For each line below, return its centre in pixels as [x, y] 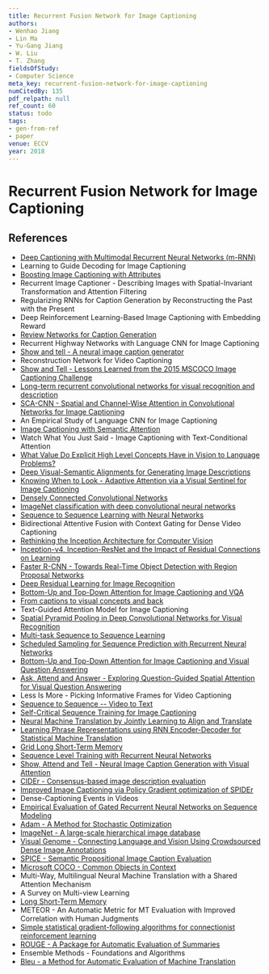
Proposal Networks [52, 576]
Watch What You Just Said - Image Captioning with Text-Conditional [134, 438]
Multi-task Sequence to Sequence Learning [92, 635]
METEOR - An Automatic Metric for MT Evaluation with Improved [128, 910]
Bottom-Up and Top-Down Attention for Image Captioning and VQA [132, 592]
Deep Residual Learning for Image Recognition [97, 584]
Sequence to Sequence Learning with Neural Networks [112, 515]
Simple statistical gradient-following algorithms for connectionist [128, 927]
